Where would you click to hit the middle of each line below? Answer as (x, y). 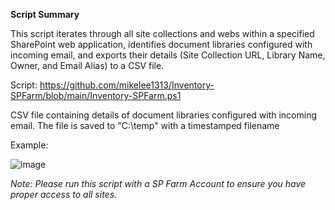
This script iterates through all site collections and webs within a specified (162, 33)
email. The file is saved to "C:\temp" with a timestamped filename (145, 125)
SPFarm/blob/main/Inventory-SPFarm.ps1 (96, 95)
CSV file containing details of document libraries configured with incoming (164, 115)
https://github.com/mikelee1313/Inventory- (127, 85)
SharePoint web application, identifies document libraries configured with (161, 44)
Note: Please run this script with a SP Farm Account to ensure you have (158, 183)
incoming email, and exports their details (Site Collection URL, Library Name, (168, 55)
